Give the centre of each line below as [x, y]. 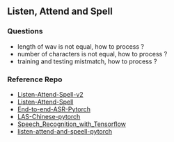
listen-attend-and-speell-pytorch [65, 131]
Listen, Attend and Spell [60, 11]
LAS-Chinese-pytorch [49, 116]
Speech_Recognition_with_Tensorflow [72, 124]
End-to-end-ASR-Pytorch [54, 109]
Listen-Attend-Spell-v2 [50, 94]
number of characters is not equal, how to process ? [92, 54]
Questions [25, 31]
